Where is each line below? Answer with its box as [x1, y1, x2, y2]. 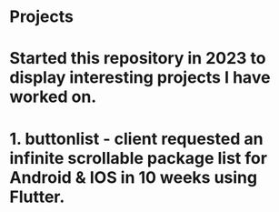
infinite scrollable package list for [9, 147, 268, 168]
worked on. [9, 86, 97, 107]
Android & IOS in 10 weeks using [9, 167, 257, 187]
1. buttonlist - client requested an [9, 128, 264, 149]
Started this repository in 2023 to [9, 48, 266, 69]
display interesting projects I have [9, 67, 271, 88]
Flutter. [9, 187, 65, 207]
